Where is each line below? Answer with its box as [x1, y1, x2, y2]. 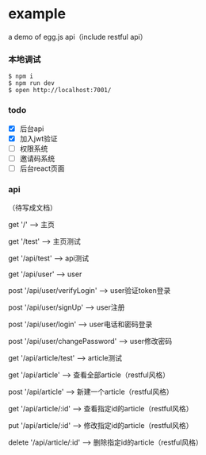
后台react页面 [19, 164, 65, 173]
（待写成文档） [8, 203, 57, 213]
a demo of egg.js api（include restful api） [8, 32, 147, 41]
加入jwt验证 [19, 133, 58, 143]
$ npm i [8, 72, 34, 80]
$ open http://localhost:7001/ [8, 87, 112, 94]
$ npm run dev [8, 79, 55, 87]
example [8, 5, 67, 23]
